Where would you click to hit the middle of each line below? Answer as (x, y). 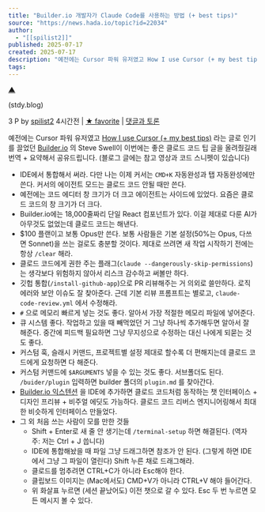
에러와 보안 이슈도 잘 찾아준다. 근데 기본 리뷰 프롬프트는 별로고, (117, 292)
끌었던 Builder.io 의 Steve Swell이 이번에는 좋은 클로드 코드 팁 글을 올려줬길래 (136, 148)
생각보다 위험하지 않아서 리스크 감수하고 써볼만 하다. (108, 273)
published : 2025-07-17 (45, 45)
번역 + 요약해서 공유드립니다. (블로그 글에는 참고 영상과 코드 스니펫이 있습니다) (129, 157)
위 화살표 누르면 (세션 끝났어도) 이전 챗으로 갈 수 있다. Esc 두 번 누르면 (140, 490)
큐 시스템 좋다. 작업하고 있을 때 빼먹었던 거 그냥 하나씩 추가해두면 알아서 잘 (134, 322)
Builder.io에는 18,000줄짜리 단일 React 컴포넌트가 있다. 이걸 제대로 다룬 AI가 (138, 213)
